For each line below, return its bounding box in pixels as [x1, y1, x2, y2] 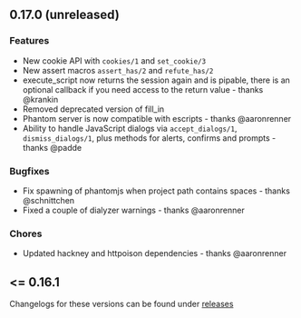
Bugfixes [9, 164, 50, 177]
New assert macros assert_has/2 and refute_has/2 [22, 65, 214, 75]
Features [9, 35, 50, 47]
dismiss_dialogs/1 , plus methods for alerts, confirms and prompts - [22, 132, 277, 144]
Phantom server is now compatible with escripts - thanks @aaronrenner [22, 113, 292, 124]
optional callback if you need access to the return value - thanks [22, 84, 264, 94]
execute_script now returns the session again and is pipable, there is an [22, 75, 290, 85]
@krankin [22, 94, 59, 104]
